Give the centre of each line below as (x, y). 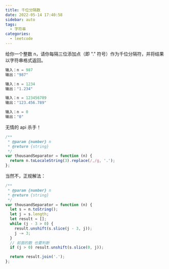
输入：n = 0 (17, 112)
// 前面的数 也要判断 (30, 243)
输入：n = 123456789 (26, 98)
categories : (18, 34)
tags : (11, 24)
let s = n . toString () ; (34, 210)
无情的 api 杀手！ (23, 127)
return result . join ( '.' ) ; (38, 257)
